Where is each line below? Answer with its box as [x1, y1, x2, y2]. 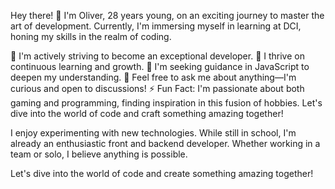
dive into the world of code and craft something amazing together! [10, 108, 284, 119]
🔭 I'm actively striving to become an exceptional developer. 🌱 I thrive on [10, 50, 305, 62]
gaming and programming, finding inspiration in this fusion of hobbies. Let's [10, 97, 323, 109]
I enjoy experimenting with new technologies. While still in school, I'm [10, 127, 297, 139]
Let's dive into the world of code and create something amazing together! [10, 168, 314, 179]
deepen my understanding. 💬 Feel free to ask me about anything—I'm [10, 71, 297, 83]
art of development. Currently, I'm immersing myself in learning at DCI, [10, 20, 302, 32]
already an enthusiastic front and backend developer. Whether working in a [10, 138, 321, 149]
